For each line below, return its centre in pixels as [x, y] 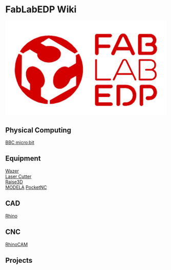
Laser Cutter [18, 176]
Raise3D [14, 182]
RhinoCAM [17, 244]
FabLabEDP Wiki [41, 9]
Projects [19, 260]
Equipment [23, 158]
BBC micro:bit [20, 143]
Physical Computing [38, 130]
